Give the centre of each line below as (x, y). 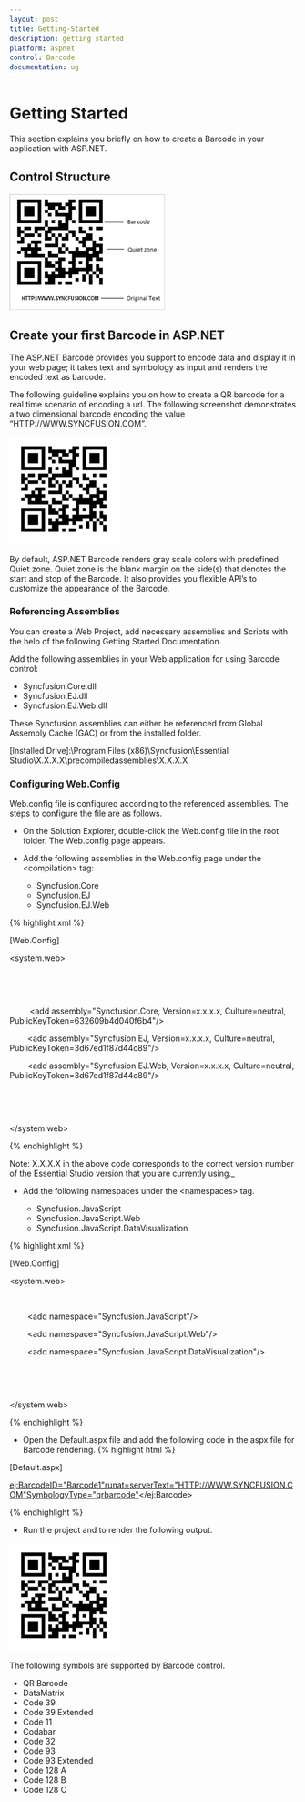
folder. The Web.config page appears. (94, 841)
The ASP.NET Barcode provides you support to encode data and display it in (152, 357)
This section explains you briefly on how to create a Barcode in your (137, 139)
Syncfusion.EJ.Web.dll (65, 705)
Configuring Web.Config (65, 784)
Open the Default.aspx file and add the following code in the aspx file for (158, 1440)
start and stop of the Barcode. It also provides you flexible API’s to (133, 578)
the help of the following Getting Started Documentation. (116, 641)
